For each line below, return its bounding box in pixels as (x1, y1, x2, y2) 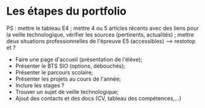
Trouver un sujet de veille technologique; (15, 88, 119, 95)
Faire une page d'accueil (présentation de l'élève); (15, 56, 143, 63)
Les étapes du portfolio (6, 4, 127, 18)
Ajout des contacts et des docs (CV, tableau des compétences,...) (15, 95, 182, 102)
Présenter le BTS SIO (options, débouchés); (15, 62, 126, 70)
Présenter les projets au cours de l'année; (15, 75, 122, 82)
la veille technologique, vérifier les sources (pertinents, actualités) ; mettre (6, 31, 195, 38)
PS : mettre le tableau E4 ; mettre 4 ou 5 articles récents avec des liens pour (6, 24, 199, 32)
